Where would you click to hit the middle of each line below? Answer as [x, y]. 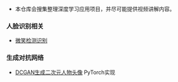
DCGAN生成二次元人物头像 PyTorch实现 [65, 72]
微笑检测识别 [31, 41]
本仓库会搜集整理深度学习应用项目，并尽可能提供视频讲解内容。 [95, 9]
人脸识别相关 [25, 26]
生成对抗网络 [25, 58]
